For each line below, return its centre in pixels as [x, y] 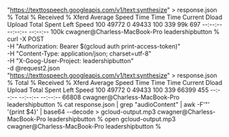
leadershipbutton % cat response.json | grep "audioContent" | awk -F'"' [109, 104]
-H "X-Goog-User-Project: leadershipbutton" [70, 61]
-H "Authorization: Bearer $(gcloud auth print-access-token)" [94, 46]
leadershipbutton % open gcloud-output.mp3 [112, 119]
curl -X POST [26, 39]
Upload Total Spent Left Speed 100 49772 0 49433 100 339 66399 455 [108, 90]
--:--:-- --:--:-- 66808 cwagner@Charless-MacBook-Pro [99, 97]
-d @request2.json [34, 68]
